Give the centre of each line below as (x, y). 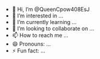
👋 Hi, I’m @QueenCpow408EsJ (51, 9)
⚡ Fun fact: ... (28, 51)
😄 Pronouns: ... (32, 44)
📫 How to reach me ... (40, 35)
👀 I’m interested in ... (38, 16)
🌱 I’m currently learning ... (44, 22)
